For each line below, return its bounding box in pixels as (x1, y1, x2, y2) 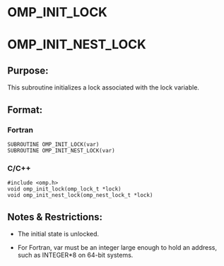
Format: (7, 104, 43, 116)
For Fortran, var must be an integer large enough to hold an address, (17, 243, 218, 251)
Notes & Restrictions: (7, 211, 102, 223)
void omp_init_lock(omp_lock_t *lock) (7, 186, 122, 193)
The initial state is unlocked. (17, 229, 100, 238)
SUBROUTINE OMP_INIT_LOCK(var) (7, 140, 100, 148)
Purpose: (7, 64, 49, 76)
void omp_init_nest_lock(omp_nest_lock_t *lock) (7, 192, 153, 199)
